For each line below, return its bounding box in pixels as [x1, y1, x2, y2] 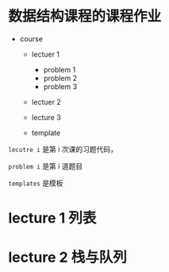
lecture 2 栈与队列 [8, 248, 127, 266]
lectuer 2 [31, 97, 61, 107]
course [19, 33, 44, 44]
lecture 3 [31, 112, 61, 122]
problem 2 [43, 73, 78, 83]
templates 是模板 [8, 178, 63, 188]
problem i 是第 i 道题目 [8, 161, 83, 171]
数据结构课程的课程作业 [8, 7, 162, 25]
